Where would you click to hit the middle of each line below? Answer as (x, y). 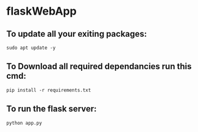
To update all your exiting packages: (77, 34)
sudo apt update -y (31, 48)
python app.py (24, 123)
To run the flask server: (51, 109)
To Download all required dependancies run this (99, 66)
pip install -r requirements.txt (49, 90)
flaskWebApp (42, 11)
